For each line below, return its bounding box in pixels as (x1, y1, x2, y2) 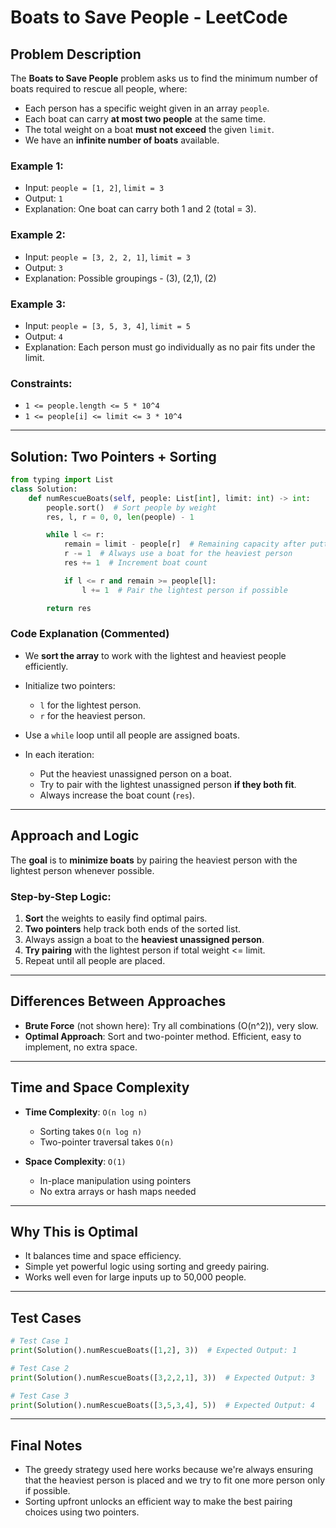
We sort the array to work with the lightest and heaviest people (24, 649, 287, 661)
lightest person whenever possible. (10, 864, 155, 876)
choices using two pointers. (24, 1506, 140, 1518)
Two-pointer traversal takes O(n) (39, 1136, 175, 1148)
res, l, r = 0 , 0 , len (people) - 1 (46, 512, 195, 522)
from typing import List (10, 475, 114, 485)
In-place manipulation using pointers (39, 1174, 192, 1186)
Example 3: (10, 297, 67, 311)
